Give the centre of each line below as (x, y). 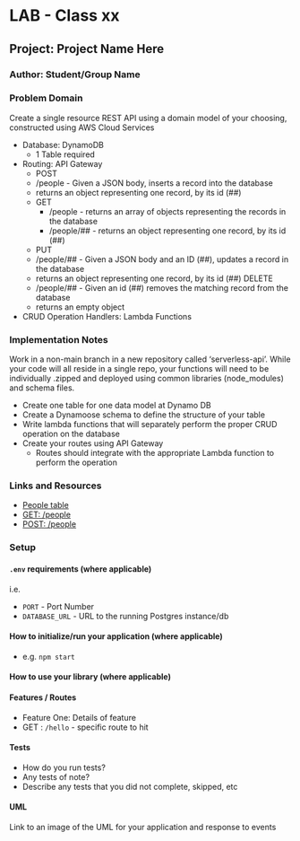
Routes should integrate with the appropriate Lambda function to (155, 453)
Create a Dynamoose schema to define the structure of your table (144, 415)
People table (45, 505)
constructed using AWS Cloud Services (82, 127)
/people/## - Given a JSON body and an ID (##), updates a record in (162, 259)
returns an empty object (80, 307)
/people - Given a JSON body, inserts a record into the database (154, 183)
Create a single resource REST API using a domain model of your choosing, (148, 118)
